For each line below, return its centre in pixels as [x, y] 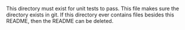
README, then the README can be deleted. [60, 21]
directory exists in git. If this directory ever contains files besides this [90, 15]
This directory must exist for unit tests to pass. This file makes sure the [93, 9]
